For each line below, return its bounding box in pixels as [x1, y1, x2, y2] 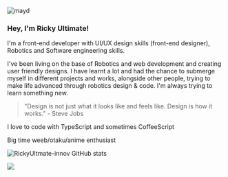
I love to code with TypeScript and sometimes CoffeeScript [7, 123, 174, 131]
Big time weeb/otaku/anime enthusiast [7, 136, 116, 144]
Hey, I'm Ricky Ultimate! [7, 23, 90, 33]
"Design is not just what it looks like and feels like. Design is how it [23, 102, 213, 110]
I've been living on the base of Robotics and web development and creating [7, 60, 222, 68]
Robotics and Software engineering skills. [7, 47, 125, 55]
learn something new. [7, 89, 69, 97]
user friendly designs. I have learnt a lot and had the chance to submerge [7, 67, 216, 75]
